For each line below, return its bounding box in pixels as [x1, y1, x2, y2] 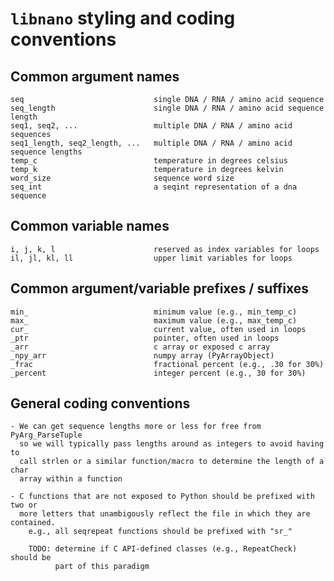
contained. [10, 518, 56, 528]
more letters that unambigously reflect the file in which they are [19, 509, 311, 519]
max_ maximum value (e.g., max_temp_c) [10, 315, 298, 326]
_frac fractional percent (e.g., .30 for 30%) [10, 359, 325, 369]
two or [10, 500, 38, 511]
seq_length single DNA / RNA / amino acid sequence [10, 103, 325, 113]
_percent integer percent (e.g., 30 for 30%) [10, 368, 307, 378]
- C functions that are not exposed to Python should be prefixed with [10, 492, 315, 502]
